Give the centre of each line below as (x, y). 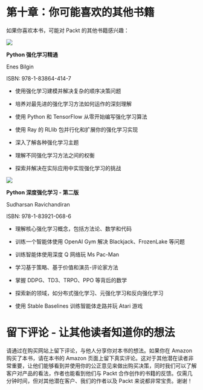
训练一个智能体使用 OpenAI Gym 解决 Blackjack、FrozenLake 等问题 (100, 241)
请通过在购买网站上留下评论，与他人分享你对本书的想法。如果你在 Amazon (99, 350)
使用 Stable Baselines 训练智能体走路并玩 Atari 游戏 (79, 306)
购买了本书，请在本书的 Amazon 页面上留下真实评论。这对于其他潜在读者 (97, 358)
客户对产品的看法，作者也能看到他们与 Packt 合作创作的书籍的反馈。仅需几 (99, 373)
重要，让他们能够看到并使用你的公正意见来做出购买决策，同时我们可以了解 (104, 365)
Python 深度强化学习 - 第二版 (43, 192)
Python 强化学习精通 (32, 55)
